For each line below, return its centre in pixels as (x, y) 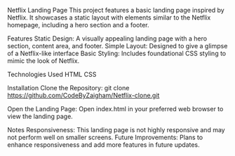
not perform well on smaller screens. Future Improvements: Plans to (105, 137)
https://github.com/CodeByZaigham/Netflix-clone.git (83, 95)
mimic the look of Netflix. (43, 61)
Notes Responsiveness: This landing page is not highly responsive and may (116, 130)
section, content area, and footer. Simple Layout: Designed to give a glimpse (117, 46)
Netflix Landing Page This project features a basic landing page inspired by (116, 10)
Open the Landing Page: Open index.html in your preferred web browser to (115, 109)
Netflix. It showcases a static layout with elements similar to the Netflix (109, 17)
